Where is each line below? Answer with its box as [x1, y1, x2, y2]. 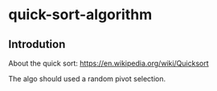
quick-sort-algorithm [8, 6, 153, 24]
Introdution [8, 38, 66, 51]
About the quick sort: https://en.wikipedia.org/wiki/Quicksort [8, 58, 209, 68]
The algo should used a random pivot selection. [8, 74, 166, 83]
